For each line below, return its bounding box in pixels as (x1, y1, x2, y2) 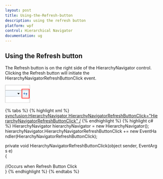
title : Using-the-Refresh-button (5, 13, 73, 18)
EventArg (138, 143, 157, 148)
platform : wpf (5, 23, 34, 28)
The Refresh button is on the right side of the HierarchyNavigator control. (5, 65, 152, 70)
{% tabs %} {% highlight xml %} (5, 107, 70, 114)
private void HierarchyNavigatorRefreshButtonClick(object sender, (5, 143, 138, 148)
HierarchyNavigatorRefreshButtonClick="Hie (68, 113, 158, 118)
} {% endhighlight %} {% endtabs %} (5, 168, 79, 174)
